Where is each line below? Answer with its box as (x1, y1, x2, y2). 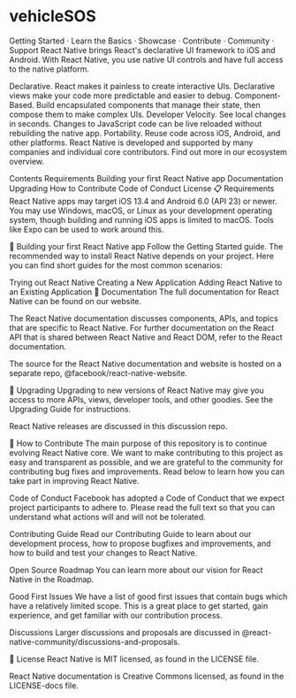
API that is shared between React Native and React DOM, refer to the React (9, 332, 283, 342)
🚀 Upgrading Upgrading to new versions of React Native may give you (9, 385, 264, 395)
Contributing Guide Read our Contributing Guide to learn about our (9, 528, 252, 539)
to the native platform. (9, 64, 90, 74)
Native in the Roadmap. (9, 573, 95, 585)
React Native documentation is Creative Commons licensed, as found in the (9, 671, 285, 681)
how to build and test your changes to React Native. (9, 547, 198, 558)
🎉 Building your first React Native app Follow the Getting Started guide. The (9, 241, 284, 251)
